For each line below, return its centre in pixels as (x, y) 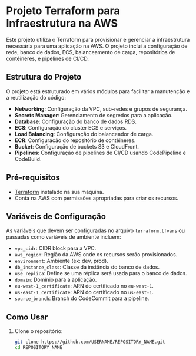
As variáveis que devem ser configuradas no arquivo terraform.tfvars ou (96, 230)
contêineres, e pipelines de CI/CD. (48, 58)
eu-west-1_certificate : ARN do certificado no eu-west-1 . (84, 286)
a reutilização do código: (36, 97)
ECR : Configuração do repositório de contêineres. (75, 140)
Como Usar (27, 317)
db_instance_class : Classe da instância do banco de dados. (87, 267)
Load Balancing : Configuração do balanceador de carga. (84, 134)
